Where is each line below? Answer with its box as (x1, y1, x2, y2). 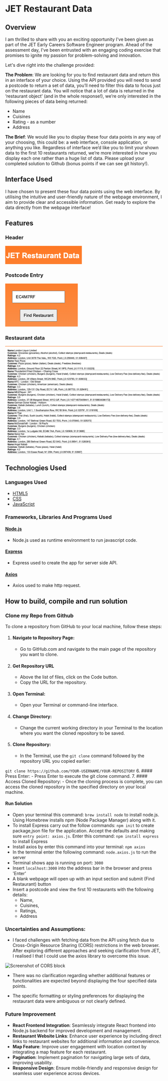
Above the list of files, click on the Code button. (19, 674, 118, 680)
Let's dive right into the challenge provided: (5, 62, 95, 68)
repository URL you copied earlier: (19, 758, 91, 764)
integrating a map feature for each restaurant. (12, 1049, 107, 1055)
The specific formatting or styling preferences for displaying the (12, 993, 144, 999)
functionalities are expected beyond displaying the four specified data (12, 978, 157, 984)
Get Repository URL (12, 663, 54, 669)
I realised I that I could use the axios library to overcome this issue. (12, 953, 150, 959)
